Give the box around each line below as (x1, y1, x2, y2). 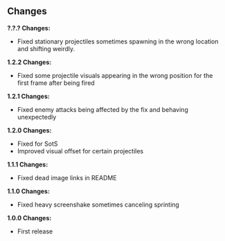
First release (17, 227, 53, 235)
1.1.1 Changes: (7, 160, 48, 168)
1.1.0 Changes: (7, 186, 51, 195)
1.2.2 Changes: (7, 58, 52, 66)
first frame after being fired (17, 79, 95, 87)
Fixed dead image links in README (17, 173, 117, 182)
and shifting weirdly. (17, 44, 75, 52)
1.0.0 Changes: (7, 213, 52, 222)
